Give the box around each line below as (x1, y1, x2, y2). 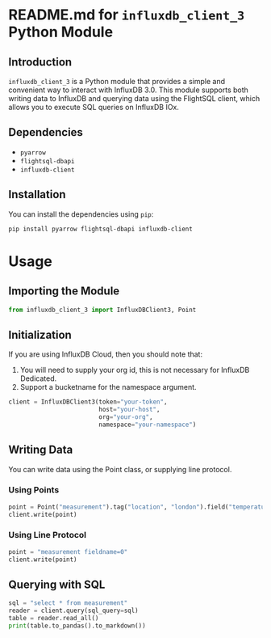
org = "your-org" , (98, 412, 153, 421)
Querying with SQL (8, 577, 106, 591)
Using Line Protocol (8, 530, 87, 541)
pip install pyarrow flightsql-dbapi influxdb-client (8, 225, 194, 233)
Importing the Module (8, 285, 120, 298)
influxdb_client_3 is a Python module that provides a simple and (8, 77, 226, 86)
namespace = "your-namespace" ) (98, 420, 197, 429)
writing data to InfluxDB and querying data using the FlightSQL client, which (8, 94, 261, 103)
